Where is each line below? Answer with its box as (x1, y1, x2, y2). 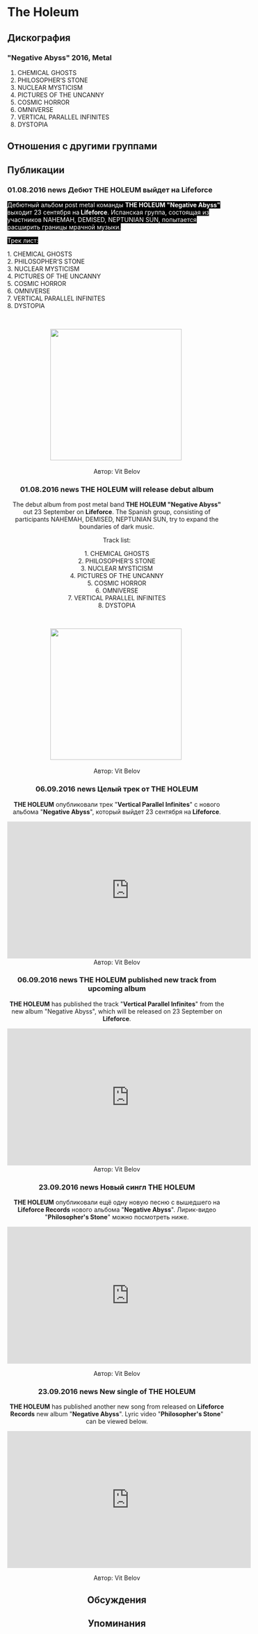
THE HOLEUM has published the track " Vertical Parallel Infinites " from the (9, 1000, 225, 1008)
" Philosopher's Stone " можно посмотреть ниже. (45, 1213, 189, 1222)
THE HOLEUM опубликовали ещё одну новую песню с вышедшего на (13, 1198, 220, 1207)
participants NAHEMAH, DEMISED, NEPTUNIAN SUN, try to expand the (15, 515, 219, 524)
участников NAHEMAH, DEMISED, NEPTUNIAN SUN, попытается (7, 215, 197, 223)
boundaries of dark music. (79, 522, 155, 531)
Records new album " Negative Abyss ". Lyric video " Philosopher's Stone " (10, 1410, 224, 1418)
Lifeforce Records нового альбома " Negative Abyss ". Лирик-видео (17, 1206, 217, 1214)
